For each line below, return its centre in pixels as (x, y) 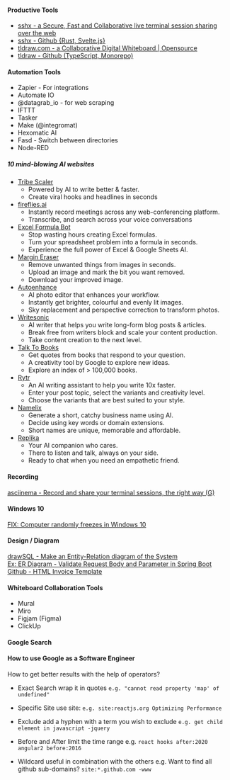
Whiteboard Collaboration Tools (55, 587)
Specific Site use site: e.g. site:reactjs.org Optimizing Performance (120, 708)
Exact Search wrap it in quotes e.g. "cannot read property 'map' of (118, 688)
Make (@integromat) (47, 125)
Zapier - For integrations (53, 88)
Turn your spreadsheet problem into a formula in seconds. (113, 242)
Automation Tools (34, 72)
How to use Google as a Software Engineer (71, 658)
